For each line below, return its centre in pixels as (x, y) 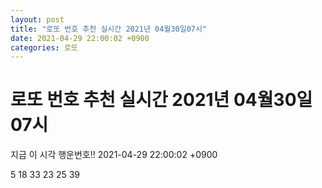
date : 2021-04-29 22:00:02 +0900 (80, 38)
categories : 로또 (44, 47)
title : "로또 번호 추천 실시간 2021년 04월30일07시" (109, 29)
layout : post (37, 19)
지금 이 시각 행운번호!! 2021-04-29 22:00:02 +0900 (114, 155)
